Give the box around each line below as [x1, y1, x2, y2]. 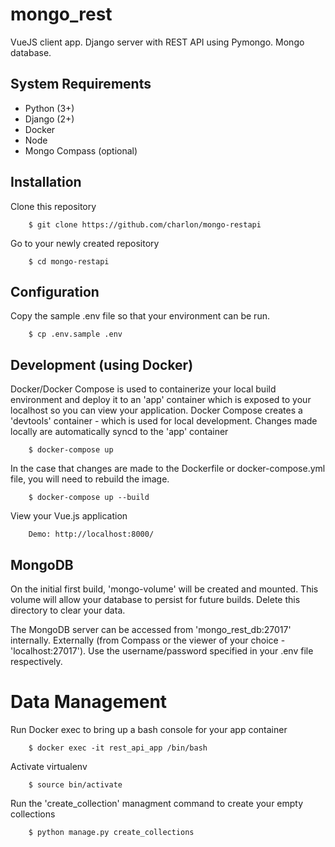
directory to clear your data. [10, 604, 126, 616]
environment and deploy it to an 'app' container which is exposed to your [10, 394, 312, 406]
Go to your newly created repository [10, 237, 160, 249]
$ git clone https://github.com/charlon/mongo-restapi [28, 219, 262, 230]
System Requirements [10, 76, 152, 93]
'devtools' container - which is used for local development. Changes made [10, 415, 318, 427]
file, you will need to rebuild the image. [10, 473, 170, 485]
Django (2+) [24, 113, 75, 125]
